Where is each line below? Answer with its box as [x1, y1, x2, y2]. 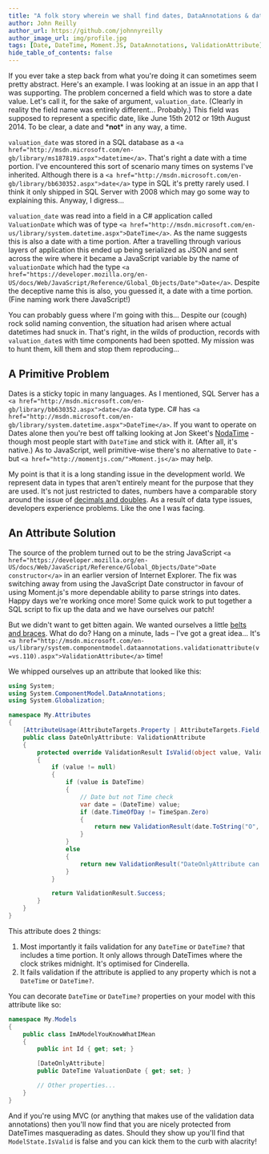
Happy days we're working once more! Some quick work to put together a [8, 596, 252, 605]
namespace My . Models [8, 1015, 78, 1023]
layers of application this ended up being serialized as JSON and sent [8, 245, 238, 255]
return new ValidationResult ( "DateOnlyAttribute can [79, 860, 260, 868]
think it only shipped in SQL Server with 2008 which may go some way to [8, 187, 250, 196]
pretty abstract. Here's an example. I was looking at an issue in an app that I [8, 79, 259, 89]
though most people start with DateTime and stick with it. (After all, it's [8, 436, 238, 446]
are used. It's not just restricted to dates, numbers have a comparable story [8, 486, 258, 496]
